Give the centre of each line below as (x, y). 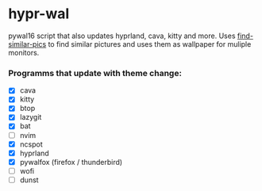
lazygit (31, 117)
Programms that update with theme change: (95, 73)
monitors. (24, 52)
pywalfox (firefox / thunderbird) (71, 162)
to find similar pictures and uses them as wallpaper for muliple (150, 44)
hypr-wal (39, 14)
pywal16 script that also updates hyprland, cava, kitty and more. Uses (122, 36)
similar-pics (27, 44)
